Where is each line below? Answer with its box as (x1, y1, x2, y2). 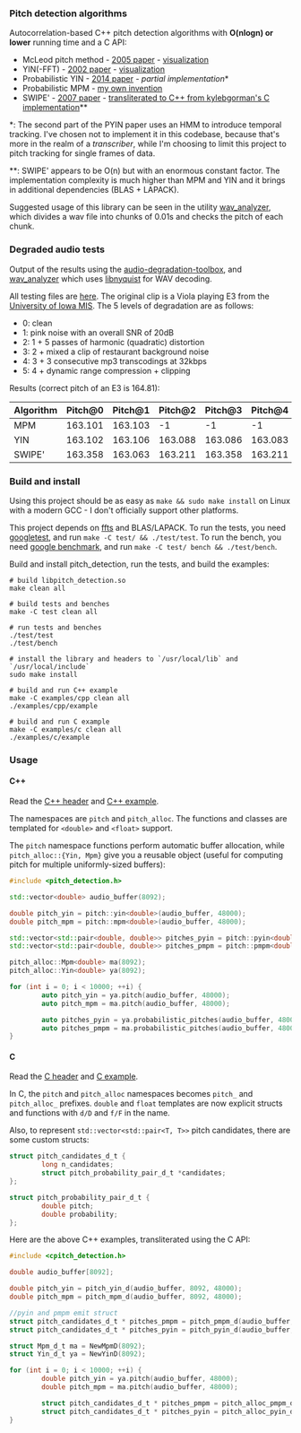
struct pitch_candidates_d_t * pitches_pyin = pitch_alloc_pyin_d (41, 1407, 295, 1416)
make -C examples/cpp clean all (9, 693, 130, 702)
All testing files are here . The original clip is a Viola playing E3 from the (9, 291, 271, 301)
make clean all (9, 584, 66, 593)
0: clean (21, 317, 53, 328)
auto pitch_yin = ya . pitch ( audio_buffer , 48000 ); (41, 990, 230, 1000)
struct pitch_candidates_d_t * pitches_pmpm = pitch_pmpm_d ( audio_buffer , (9, 1316, 295, 1325)
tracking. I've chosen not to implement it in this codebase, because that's (9, 129, 280, 140)
